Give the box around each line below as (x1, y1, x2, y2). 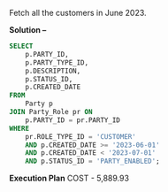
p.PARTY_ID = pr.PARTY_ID (25, 115, 121, 125)
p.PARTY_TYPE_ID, (25, 58, 89, 67)
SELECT (9, 42, 34, 50)
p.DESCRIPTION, (25, 66, 81, 75)
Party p (25, 99, 53, 109)
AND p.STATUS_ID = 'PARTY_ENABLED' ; (25, 157, 161, 166)
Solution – (9, 25, 47, 35)
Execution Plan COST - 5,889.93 (9, 173, 130, 184)
